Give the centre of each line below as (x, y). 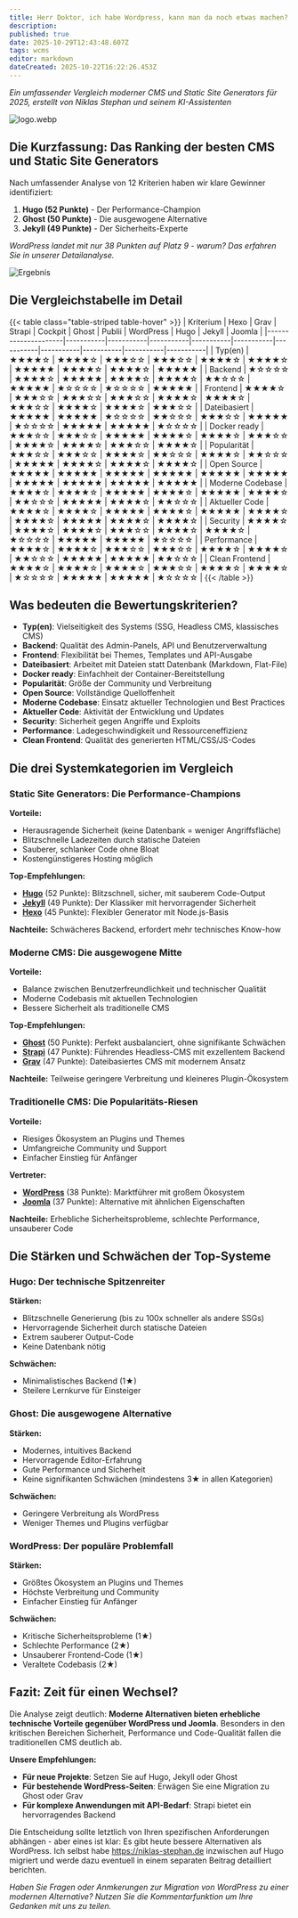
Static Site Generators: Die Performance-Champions (125, 794)
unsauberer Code (41, 1228)
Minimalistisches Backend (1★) (79, 1381)
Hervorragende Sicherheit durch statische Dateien (114, 1327)
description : (33, 26)
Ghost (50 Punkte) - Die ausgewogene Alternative (114, 218)
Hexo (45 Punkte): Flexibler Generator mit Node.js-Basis (125, 912)
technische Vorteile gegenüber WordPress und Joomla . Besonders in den (147, 1723)
